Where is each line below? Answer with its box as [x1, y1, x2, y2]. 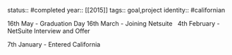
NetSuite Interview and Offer [7, 27, 90, 35]
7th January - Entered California [7, 40, 101, 48]
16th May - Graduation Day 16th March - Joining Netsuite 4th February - [7, 19, 220, 27]
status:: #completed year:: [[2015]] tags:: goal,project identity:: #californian [7, 6, 226, 14]
